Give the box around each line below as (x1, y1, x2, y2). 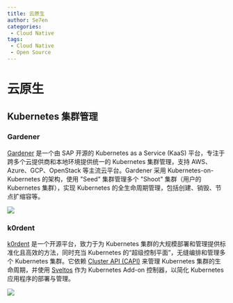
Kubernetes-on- (167, 166, 214, 174)
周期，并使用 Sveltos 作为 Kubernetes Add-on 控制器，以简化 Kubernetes (13, 265, 224, 275)
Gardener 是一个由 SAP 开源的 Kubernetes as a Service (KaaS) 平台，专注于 (7, 149, 225, 157)
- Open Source (10, 49, 51, 56)
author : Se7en (7, 17, 49, 24)
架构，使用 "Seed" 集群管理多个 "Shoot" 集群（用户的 (47, 174, 202, 183)
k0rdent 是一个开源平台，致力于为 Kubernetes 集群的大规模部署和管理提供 (7, 240, 220, 248)
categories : (7, 23, 42, 30)
